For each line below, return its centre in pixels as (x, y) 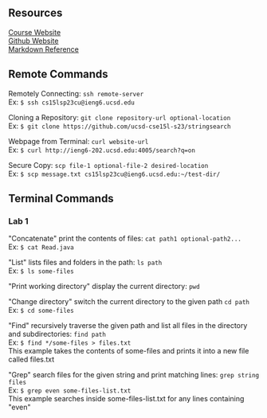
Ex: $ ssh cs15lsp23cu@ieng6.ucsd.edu (72, 102)
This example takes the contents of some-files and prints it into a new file (129, 351)
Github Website (33, 41)
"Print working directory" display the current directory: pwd (104, 287)
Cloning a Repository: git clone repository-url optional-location (120, 117)
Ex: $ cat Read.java (41, 247)
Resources (35, 13)
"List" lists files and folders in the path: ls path (85, 263)
